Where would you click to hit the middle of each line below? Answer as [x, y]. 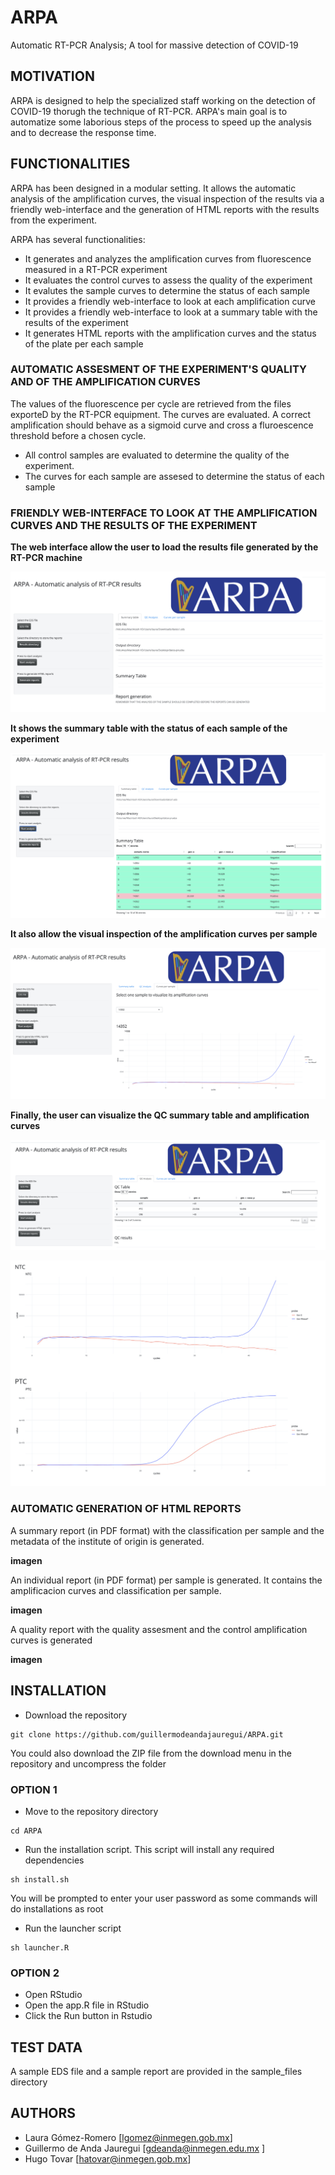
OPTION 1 [34, 1789]
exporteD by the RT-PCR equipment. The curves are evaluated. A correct [161, 414]
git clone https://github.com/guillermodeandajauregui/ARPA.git [147, 1734]
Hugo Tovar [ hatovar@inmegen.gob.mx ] [108, 2158]
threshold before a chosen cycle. [78, 435]
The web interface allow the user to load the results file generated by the [164, 547]
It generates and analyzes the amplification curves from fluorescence [168, 258]
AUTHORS [43, 2113]
